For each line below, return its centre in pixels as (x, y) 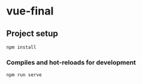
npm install (21, 47)
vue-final (30, 11)
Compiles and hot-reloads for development (71, 62)
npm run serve (24, 75)
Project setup (32, 34)
